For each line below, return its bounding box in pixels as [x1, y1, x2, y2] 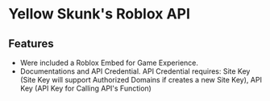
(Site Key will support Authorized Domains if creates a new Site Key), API [19, 75, 262, 84]
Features [8, 37, 54, 50]
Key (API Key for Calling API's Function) [19, 83, 152, 93]
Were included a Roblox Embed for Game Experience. [19, 58, 199, 67]
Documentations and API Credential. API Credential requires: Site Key [19, 67, 251, 76]
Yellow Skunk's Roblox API [8, 5, 191, 23]
